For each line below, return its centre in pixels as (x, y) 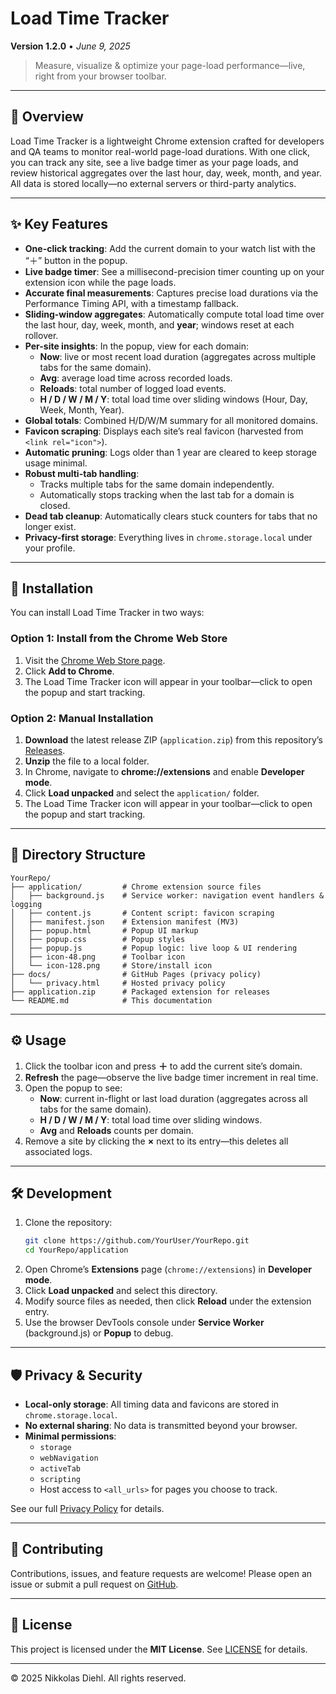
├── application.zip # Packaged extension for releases (140, 992)
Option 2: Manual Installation (82, 718)
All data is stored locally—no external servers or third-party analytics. (153, 183)
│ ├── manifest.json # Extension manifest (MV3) (125, 922)
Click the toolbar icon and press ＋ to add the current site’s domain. (163, 1066)
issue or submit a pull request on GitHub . (94, 1584)
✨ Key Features (59, 224)
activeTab (60, 1468)
